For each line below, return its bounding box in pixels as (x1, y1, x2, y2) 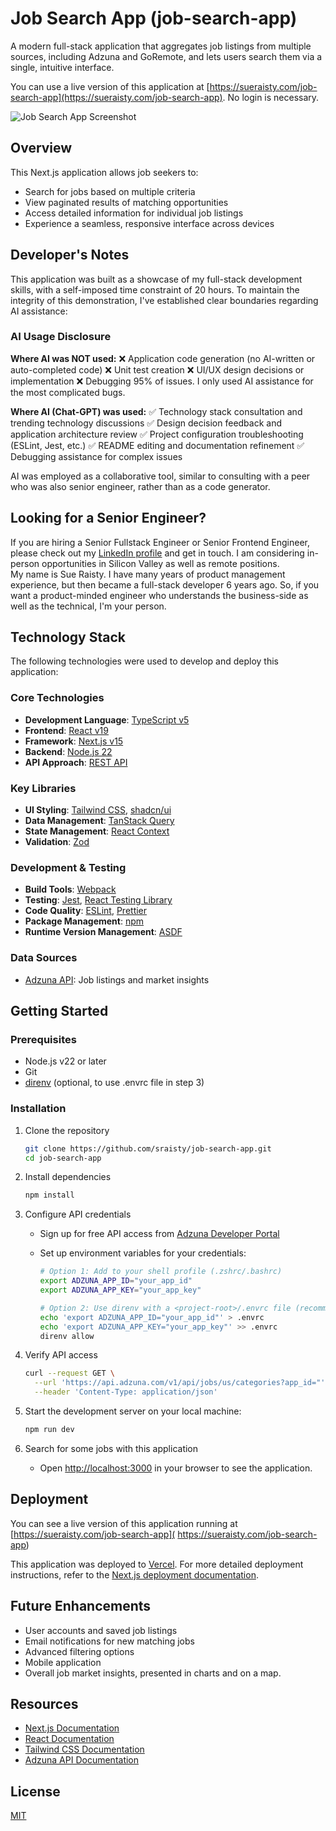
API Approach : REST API (24, 756, 128, 768)
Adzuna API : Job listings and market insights (24, 973, 210, 986)
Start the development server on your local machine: (24, 1405, 242, 1417)
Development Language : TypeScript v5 (24, 713, 190, 726)
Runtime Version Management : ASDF (24, 926, 183, 938)
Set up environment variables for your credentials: (39, 1247, 247, 1259)
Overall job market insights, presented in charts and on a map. (24, 1667, 282, 1679)
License (10, 1783, 61, 1800)
